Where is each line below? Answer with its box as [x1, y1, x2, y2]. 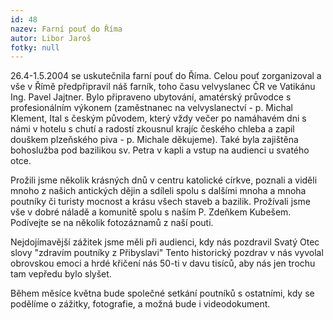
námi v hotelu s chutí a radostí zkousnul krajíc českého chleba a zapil [10, 123, 295, 135]
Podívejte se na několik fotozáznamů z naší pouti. [10, 217, 214, 229]
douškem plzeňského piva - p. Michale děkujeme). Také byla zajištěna [10, 134, 299, 146]
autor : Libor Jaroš [10, 33, 92, 43]
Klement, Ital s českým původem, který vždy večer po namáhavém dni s [10, 112, 307, 125]
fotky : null [10, 42, 60, 53]
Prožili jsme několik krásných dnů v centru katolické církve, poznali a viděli [10, 174, 318, 186]
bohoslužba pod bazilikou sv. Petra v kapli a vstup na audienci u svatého [10, 144, 310, 156]
